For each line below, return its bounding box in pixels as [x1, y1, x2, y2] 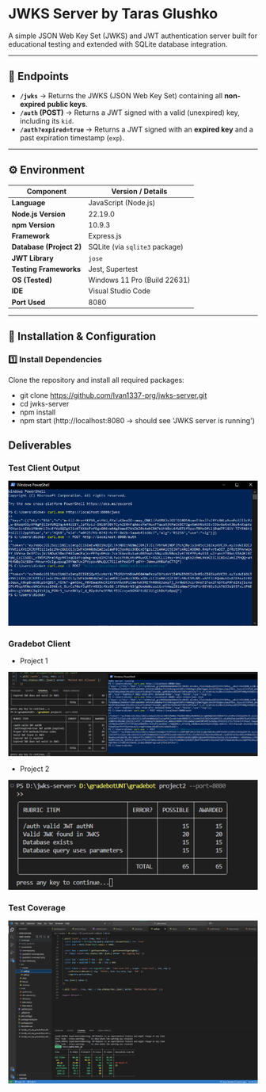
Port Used [11, 297, 46, 307]
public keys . [47, 99, 89, 109]
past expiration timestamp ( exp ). [19, 132, 125, 143]
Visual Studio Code [88, 286, 150, 296]
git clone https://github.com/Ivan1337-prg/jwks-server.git [19, 390, 207, 400]
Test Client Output [8, 463, 81, 474]
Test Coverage [8, 902, 66, 913]
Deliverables [8, 439, 72, 452]
